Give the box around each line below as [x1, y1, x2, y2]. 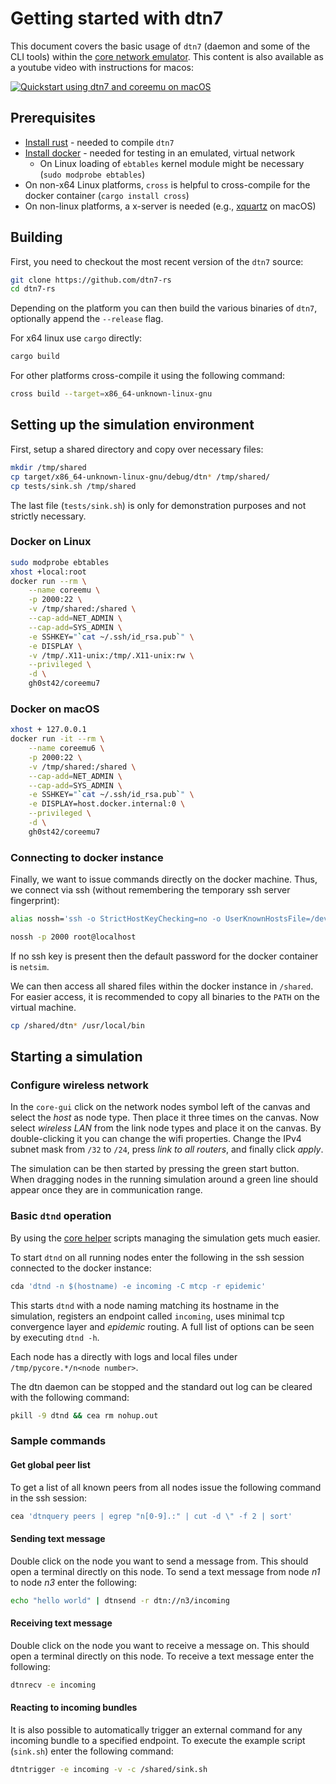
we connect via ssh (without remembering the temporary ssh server [10, 884, 291, 896]
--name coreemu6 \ [28, 743, 105, 754]
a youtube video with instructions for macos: [10, 61, 195, 73]
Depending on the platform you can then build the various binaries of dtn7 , [10, 302, 318, 314]
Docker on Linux [10, 535, 92, 549]
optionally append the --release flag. [10, 313, 164, 325]
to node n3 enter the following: [10, 1576, 138, 1588]
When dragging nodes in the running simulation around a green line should [10, 1173, 318, 1186]
